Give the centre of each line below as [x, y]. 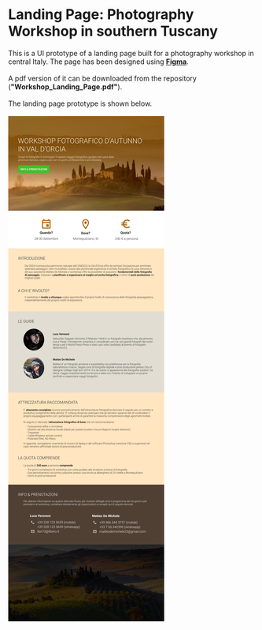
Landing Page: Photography [101, 15]
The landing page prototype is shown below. [80, 103]
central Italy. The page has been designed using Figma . [98, 62]
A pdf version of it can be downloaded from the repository [102, 78]
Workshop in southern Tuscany [113, 31]
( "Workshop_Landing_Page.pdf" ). [65, 86]
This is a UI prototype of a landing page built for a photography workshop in [131, 53]
